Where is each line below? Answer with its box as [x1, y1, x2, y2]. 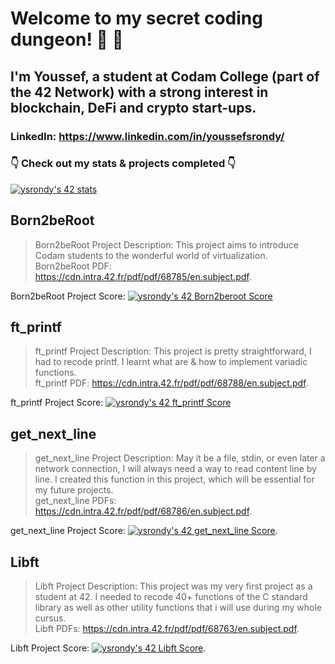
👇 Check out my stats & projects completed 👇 [10, 157, 237, 171]
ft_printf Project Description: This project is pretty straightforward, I [34, 345, 312, 357]
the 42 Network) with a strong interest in [10, 83, 269, 101]
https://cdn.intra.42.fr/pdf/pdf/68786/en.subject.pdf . [34, 505, 253, 517]
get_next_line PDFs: [34, 495, 117, 507]
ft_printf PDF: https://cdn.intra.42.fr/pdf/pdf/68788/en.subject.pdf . [34, 377, 309, 389]
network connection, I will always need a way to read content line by [34, 463, 317, 475]
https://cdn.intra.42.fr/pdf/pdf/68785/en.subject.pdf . [34, 270, 252, 282]
